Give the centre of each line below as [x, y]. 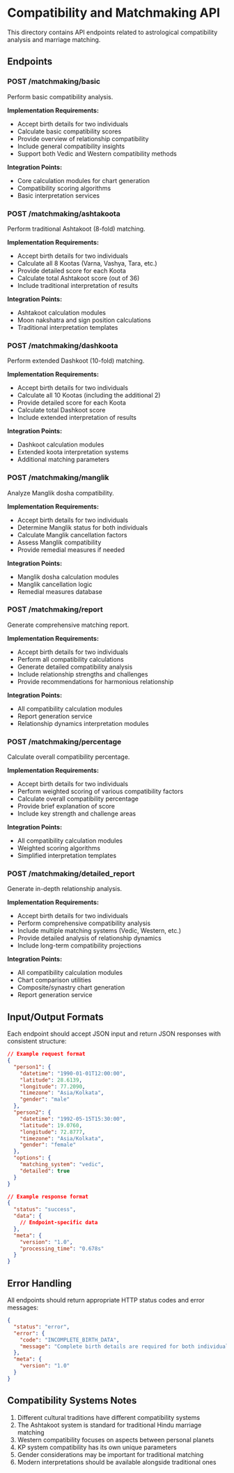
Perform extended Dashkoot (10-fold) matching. [76, 361]
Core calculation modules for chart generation [83, 180]
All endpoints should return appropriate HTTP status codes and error [106, 1300]
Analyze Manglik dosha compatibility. [61, 493]
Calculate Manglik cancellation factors [72, 535]
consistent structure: [37, 1041]
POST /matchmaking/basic [54, 82]
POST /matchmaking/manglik [58, 478]
